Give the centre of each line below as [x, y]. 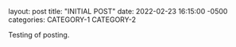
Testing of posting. [39, 35]
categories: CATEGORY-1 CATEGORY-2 [72, 20]
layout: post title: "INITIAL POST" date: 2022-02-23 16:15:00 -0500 [118, 11]
